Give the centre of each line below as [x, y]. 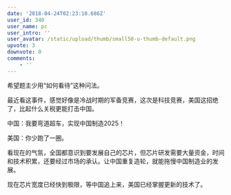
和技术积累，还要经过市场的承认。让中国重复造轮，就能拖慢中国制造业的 [110, 161]
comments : [21, 59]
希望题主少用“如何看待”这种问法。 [55, 85]
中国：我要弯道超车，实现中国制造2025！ [66, 123]
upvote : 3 [21, 45]
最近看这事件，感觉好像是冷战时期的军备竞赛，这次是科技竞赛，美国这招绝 [113, 100]
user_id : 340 [26, 20]
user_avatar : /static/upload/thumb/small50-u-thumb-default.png [101, 39]
